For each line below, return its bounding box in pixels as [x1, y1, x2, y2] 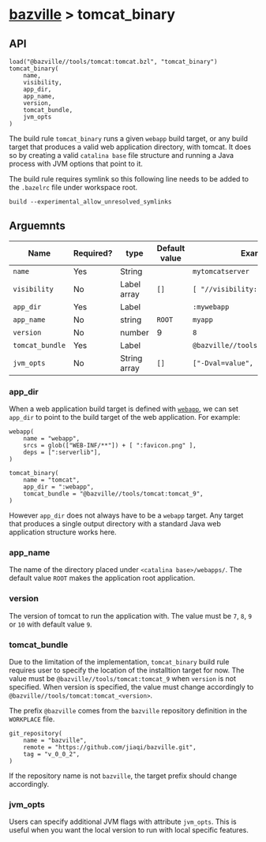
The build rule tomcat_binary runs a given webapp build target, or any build [9, 134, 248, 143]
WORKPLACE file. [9, 714, 55, 724]
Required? [73, 247, 113, 258]
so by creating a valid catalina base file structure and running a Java [9, 151, 234, 159]
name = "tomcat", [23, 476, 81, 485]
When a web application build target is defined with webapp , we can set [9, 404, 239, 414]
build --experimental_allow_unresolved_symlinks [9, 198, 172, 206]
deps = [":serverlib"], [23, 448, 102, 457]
